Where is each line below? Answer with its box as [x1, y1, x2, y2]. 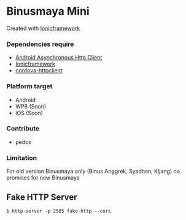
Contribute [6, 124, 40, 133]
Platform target [6, 82, 53, 91]
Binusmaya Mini [6, 4, 90, 18]
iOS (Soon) [15, 109, 44, 116]
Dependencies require [6, 40, 74, 48]
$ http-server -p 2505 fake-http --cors [6, 208, 112, 214]
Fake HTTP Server [6, 192, 78, 202]
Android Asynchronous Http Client [15, 54, 103, 61]
